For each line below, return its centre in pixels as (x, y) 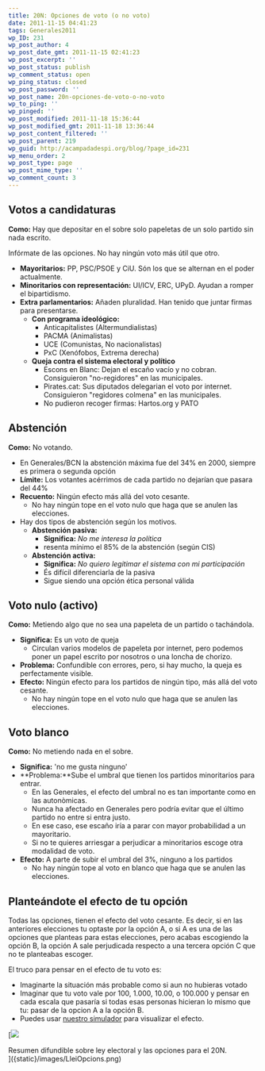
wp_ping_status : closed (48, 82)
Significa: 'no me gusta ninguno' (74, 767)
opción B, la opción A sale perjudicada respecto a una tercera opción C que (132, 946)
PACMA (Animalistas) (78, 336)
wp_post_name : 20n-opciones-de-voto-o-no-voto (86, 97)
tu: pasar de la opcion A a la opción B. (82, 1010)
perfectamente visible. (56, 674)
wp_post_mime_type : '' (46, 171)
